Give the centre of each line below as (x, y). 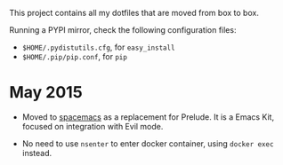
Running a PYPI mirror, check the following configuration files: (123, 30)
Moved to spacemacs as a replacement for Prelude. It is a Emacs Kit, (148, 117)
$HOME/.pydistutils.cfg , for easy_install (98, 47)
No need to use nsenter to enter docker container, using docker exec (148, 143)
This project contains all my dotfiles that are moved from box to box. (134, 13)
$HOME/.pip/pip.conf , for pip (74, 56)
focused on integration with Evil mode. (93, 126)
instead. (37, 153)
